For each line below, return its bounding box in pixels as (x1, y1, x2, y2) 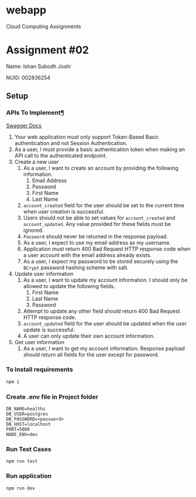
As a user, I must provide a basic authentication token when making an (14, 146, 185, 153)
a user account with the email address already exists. (23, 251, 152, 258)
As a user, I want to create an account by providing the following (23, 164, 178, 172)
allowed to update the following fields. (23, 282, 115, 290)
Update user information (14, 270, 74, 277)
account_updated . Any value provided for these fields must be (23, 220, 171, 227)
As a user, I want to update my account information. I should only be (23, 276, 188, 283)
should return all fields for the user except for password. (23, 351, 159, 358)
